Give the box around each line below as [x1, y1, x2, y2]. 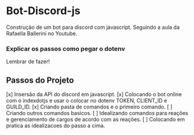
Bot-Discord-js [6, 4, 81, 18]
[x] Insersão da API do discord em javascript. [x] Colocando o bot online [6, 91, 182, 98]
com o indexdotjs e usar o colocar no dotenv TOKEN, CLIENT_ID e [6, 97, 167, 104]
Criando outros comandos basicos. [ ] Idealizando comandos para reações [6, 110, 189, 117]
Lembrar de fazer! [6, 58, 50, 65]
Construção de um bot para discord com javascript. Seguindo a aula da [6, 24, 180, 31]
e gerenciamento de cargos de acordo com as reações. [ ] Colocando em [6, 116, 185, 123]
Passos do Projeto [6, 75, 74, 85]
